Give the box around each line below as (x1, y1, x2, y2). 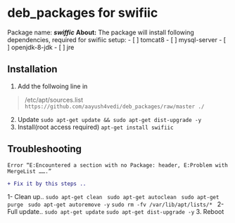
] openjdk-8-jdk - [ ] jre (7, 43, 75, 51)
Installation (7, 63, 58, 75)
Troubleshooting (7, 143, 82, 155)
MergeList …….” (7, 168, 52, 175)
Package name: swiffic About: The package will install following (7, 28, 195, 36)
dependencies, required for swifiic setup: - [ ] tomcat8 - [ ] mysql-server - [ (7, 35, 227, 43)
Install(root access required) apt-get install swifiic (17, 123, 174, 131)
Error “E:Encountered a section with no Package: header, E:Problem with (7, 161, 229, 169)
